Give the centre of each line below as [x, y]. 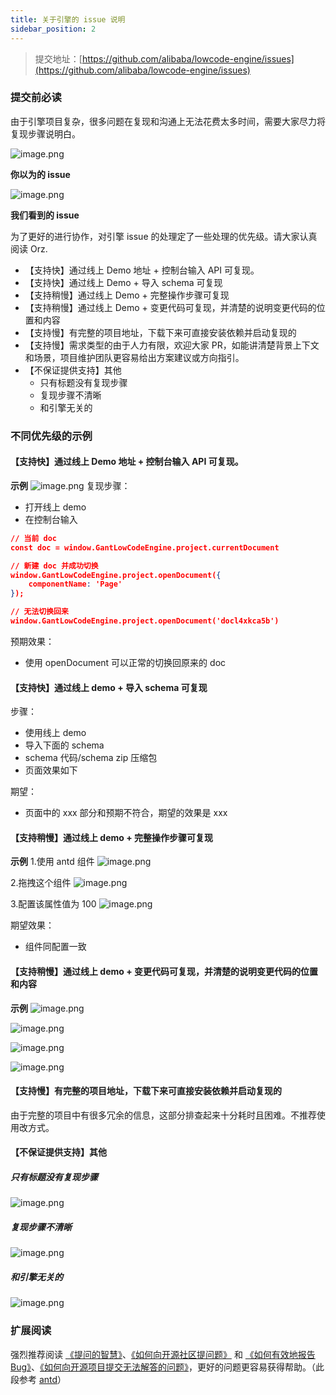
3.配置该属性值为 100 [53, 904]
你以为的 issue [40, 174]
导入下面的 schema [64, 745]
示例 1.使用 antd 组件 [52, 862]
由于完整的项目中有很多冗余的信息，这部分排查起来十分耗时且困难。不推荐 [163, 1115]
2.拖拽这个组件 [41, 883]
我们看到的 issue [45, 215]
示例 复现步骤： [70, 485]
